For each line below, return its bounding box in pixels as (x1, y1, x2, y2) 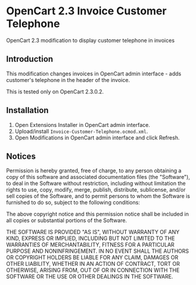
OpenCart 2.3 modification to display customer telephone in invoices (6, 37, 175, 44)
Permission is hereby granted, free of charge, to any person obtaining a (6, 167, 182, 174)
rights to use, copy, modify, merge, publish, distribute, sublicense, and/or (6, 186, 186, 193)
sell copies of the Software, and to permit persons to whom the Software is (6, 193, 191, 200)
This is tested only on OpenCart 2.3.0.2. (6, 88, 104, 95)
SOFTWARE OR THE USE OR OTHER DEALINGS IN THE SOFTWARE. (6, 273, 173, 280)
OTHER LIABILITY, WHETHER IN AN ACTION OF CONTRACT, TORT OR (6, 260, 180, 268)
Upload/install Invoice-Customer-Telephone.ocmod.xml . (14, 128, 148, 135)
